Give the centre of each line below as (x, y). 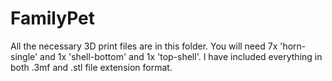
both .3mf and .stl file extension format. (91, 67)
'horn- (293, 46)
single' (24, 56)
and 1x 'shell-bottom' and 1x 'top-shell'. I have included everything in (181, 56)
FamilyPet (53, 18)
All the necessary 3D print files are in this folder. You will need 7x (144, 46)
